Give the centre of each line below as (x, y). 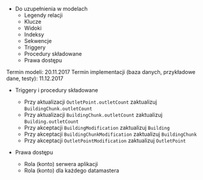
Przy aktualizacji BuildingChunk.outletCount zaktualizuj (93, 115)
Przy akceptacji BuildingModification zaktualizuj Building (97, 128)
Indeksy (34, 35)
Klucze (33, 22)
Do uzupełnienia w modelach (51, 9)
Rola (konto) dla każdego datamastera (72, 170)
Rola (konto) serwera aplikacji (61, 164)
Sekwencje (38, 41)
